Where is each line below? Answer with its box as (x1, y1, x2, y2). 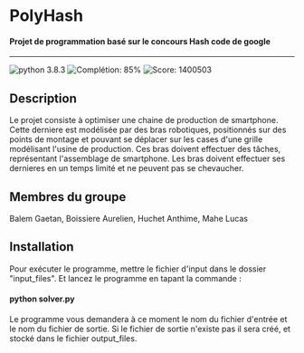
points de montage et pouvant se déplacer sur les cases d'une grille (9, 134, 263, 145)
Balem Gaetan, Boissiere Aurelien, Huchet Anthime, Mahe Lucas (9, 214, 249, 224)
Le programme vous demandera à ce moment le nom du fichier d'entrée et (9, 314, 288, 325)
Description (9, 91, 77, 106)
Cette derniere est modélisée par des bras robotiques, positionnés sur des (9, 124, 287, 136)
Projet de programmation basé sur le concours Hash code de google (9, 35, 271, 46)
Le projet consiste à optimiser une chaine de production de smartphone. (9, 115, 279, 126)
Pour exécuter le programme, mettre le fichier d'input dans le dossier (9, 263, 267, 274)
